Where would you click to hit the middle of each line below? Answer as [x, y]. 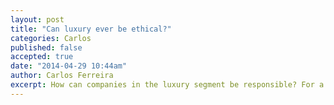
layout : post [37, 19]
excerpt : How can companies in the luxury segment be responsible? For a [167, 85]
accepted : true [42, 57]
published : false [46, 47]
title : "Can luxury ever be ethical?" [91, 29]
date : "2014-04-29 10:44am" [69, 66]
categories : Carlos [51, 38]
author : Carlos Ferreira [62, 76]
